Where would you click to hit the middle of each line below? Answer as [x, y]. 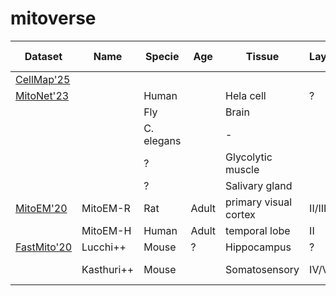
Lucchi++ [104, 247]
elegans [162, 140]
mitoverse [53, 18]
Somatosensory [262, 269]
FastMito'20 [44, 247]
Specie [162, 56]
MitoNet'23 [42, 95]
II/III [318, 208]
